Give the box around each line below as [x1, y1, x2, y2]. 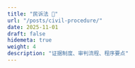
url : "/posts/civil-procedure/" [7, 17, 102, 24]
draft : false [7, 30, 46, 38]
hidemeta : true [7, 37, 52, 44]
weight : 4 [7, 43, 37, 50]
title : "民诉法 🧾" [7, 10, 59, 18]
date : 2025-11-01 [7, 23, 59, 30]
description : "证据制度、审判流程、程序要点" [7, 50, 129, 57]
